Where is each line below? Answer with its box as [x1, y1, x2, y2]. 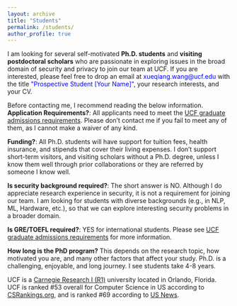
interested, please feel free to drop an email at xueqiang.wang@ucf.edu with [7, 72, 231, 81]
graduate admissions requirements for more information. [7, 233, 172, 241]
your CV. [7, 87, 33, 96]
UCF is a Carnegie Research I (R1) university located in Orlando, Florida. [7, 275, 217, 284]
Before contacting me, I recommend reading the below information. [7, 101, 204, 110]
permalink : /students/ [7, 23, 74, 31]
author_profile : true [7, 30, 71, 38]
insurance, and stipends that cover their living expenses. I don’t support [7, 145, 217, 153]
